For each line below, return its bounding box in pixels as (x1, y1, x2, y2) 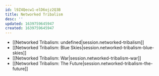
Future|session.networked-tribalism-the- (69, 61, 153, 67)
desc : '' (5, 16, 23, 21)
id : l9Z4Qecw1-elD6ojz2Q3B (5, 7, 61, 12)
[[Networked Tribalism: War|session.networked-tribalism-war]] (12, 55, 141, 61)
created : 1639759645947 (5, 26, 54, 31)
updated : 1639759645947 (5, 21, 54, 26)
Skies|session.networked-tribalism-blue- (70, 45, 155, 51)
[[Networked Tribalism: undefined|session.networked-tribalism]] (12, 39, 145, 45)
